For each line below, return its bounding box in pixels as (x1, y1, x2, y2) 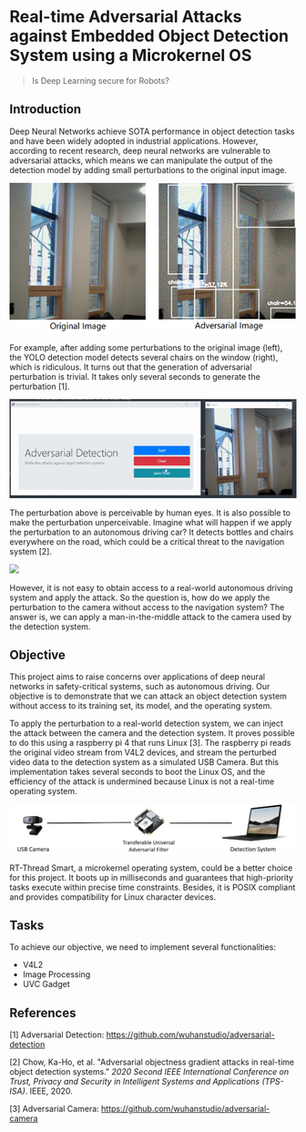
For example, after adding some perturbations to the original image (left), (9, 342, 283, 352)
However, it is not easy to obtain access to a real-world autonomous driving (9, 582, 293, 593)
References (9, 1005, 76, 1021)
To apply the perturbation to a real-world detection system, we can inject (9, 718, 284, 729)
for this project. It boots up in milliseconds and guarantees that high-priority (9, 872, 294, 882)
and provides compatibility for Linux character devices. (9, 891, 217, 903)
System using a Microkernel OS (9, 46, 252, 66)
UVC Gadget (22, 979, 70, 990)
